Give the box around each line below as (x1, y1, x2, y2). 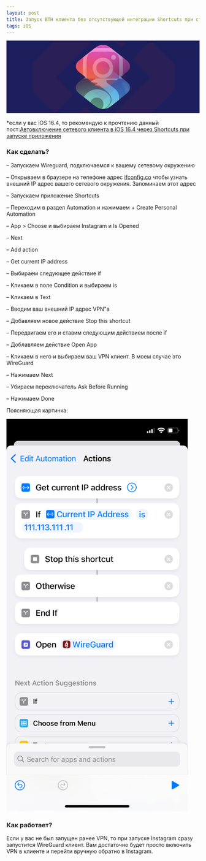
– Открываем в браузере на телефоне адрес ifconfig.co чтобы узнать (6, 173, 188, 181)
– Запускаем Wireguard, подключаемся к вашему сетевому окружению (6, 161, 195, 169)
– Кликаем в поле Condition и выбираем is (6, 281, 118, 289)
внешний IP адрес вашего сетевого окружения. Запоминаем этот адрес (6, 180, 196, 187)
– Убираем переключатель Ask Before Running (6, 383, 128, 390)
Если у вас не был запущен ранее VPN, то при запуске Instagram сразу (6, 834, 193, 842)
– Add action (6, 246, 39, 253)
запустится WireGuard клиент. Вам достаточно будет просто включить (6, 841, 192, 848)
